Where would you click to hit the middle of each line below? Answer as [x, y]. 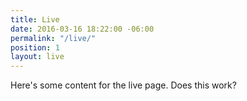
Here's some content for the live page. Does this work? [123, 85]
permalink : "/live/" [53, 38]
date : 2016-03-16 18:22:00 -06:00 [82, 29]
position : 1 [35, 47]
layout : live [37, 57]
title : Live [35, 19]
